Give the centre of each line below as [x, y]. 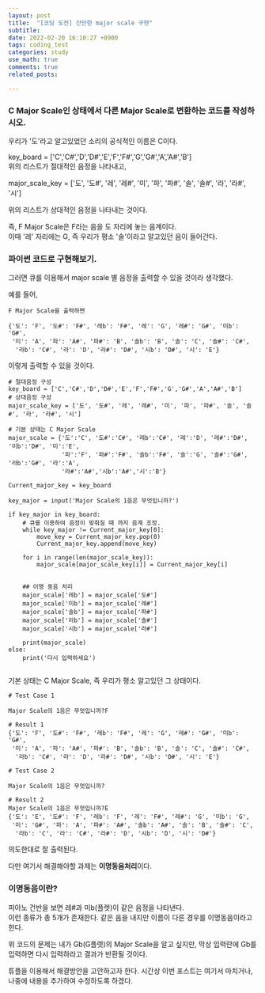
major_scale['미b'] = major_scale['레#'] [90, 604]
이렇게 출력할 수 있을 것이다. [51, 366]
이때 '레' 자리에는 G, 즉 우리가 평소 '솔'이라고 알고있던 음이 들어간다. [113, 236]
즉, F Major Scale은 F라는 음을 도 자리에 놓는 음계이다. [93, 226]
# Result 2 [26, 800]
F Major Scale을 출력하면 [47, 311]
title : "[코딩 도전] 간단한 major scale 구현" [80, 23]
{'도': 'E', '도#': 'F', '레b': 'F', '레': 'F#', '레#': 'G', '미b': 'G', [129, 817]
